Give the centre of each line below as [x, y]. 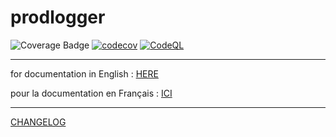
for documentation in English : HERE [84, 73]
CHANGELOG [38, 122]
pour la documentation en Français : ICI [91, 93]
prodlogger [58, 17]
